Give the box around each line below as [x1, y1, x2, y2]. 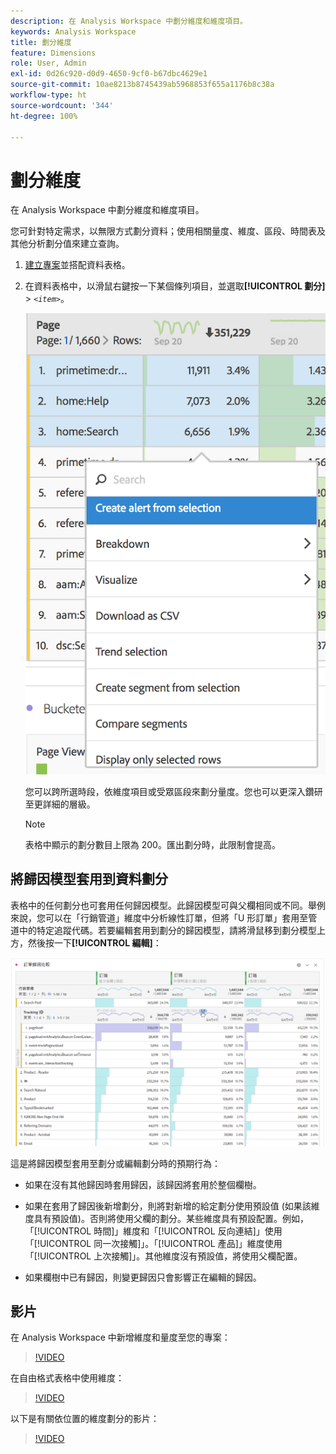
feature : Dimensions [10, 48, 97, 58]
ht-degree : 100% [10, 111, 78, 121]
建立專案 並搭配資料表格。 [24, 259, 131, 271]
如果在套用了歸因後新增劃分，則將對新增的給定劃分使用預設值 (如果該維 [24, 1200, 320, 1212]
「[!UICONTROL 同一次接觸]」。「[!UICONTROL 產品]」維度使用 [24, 1237, 283, 1249]
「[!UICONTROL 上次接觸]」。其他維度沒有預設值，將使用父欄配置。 [24, 1250, 303, 1262]
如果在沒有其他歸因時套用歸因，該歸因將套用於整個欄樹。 [24, 1178, 262, 1190]
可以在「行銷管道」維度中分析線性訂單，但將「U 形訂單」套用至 [44, 911, 309, 924]
